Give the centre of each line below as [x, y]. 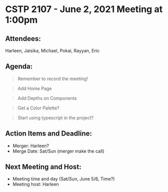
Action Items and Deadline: [49, 134]
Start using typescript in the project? [55, 117]
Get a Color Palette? [38, 108]
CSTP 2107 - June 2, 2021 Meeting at [84, 9]
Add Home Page [35, 88]
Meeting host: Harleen [36, 184]
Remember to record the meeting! [53, 79]
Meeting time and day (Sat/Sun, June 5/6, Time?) [64, 179]
